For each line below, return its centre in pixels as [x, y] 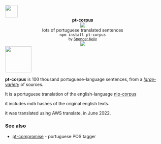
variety [12, 85]
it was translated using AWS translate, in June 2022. [58, 113]
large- [150, 79]
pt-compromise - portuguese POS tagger [54, 137]
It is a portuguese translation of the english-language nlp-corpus [71, 94]
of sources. [32, 85]
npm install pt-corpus [83, 35]
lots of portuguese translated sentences [83, 30]
